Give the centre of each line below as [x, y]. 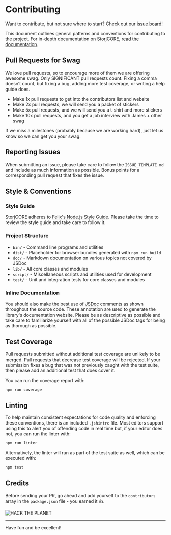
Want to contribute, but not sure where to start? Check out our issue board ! [84, 24]
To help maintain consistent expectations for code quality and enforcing [81, 417]
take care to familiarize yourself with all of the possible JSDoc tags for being [85, 320]
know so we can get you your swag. [43, 136]
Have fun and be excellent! [33, 528]
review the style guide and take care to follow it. [55, 222]
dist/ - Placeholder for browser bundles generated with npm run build [87, 252]
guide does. [18, 89]
